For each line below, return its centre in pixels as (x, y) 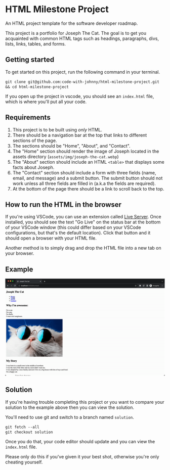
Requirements (28, 117)
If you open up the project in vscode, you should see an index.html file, (80, 96)
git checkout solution (29, 432)
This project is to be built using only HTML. (57, 129)
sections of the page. (35, 140)
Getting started (30, 60)
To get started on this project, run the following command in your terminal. (83, 72)
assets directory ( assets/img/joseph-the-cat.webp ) (66, 156)
